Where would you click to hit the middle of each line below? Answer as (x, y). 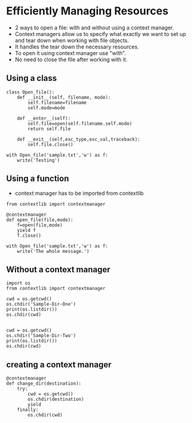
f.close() (29, 235)
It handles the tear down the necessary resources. (77, 47)
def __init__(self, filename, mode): (64, 97)
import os (19, 283)
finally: (28, 410)
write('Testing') (39, 160)
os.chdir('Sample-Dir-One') (41, 304)
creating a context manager (59, 365)
